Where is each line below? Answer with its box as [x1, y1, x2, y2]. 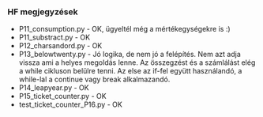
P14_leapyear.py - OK [18, 83, 89, 92]
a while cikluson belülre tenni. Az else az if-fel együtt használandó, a [18, 66, 242, 76]
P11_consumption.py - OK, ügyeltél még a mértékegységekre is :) [18, 25, 231, 34]
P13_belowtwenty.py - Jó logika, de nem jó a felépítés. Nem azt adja [18, 50, 242, 59]
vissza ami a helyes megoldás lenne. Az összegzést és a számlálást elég [18, 58, 256, 67]
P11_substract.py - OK [18, 32, 91, 42]
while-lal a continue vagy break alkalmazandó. [18, 74, 171, 85]
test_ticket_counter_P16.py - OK [18, 100, 123, 109]
